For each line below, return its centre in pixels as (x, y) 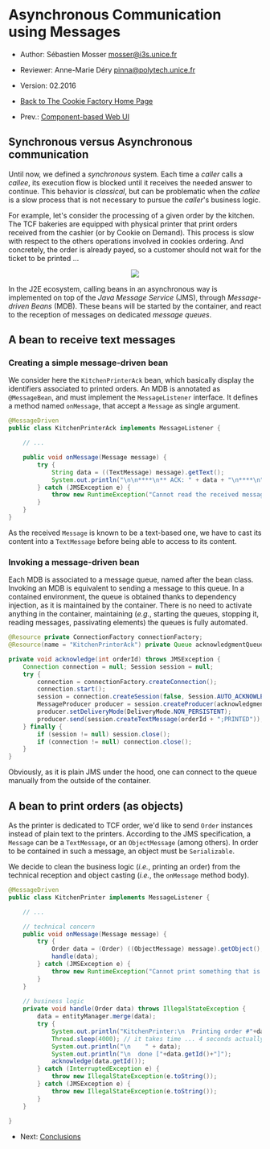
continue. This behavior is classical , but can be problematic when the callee (134, 191)
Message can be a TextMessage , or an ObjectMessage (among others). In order (133, 843)
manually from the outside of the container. (80, 781)
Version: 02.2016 (48, 85)
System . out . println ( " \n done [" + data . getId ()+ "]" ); (141, 1054)
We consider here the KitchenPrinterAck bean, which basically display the (131, 380)
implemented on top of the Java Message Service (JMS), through (117, 297)
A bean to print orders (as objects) (96, 806)
